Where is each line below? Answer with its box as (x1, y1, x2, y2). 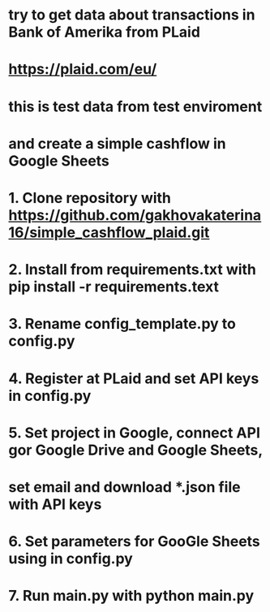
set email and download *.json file (8, 477, 241, 496)
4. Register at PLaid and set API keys (8, 369, 259, 387)
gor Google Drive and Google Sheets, (8, 441, 264, 459)
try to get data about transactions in (8, 6, 255, 24)
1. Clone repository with (8, 188, 172, 207)
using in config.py (8, 550, 134, 568)
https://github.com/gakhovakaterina (8, 205, 262, 224)
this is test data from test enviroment (8, 97, 263, 115)
